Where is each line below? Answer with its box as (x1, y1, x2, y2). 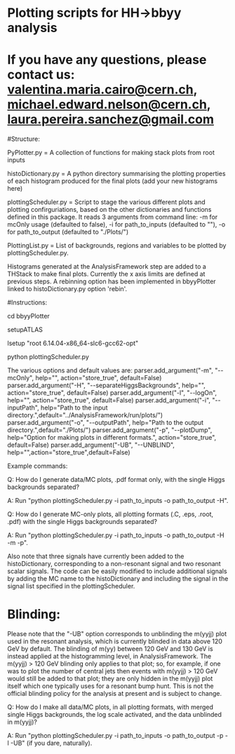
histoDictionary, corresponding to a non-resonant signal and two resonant (7, 560, 221, 568)
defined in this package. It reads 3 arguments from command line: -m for (7, 213, 218, 222)
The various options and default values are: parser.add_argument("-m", (7, 366, 214, 375)
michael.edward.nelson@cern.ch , (7, 97, 211, 113)
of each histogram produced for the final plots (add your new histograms (7, 177, 218, 185)
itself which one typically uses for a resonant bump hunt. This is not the (7, 682, 214, 690)
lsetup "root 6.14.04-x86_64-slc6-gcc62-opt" (7, 339, 139, 348)
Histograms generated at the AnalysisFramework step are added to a (7, 262, 207, 271)
